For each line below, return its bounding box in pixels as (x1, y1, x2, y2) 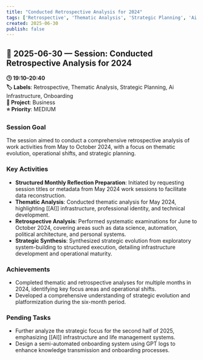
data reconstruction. (15, 192, 66, 199)
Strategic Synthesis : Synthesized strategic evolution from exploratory (15, 237, 191, 244)
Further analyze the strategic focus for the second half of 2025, (15, 327, 174, 334)
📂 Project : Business (6, 99, 56, 106)
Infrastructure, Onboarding (6, 92, 74, 100)
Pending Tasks (6, 313, 51, 322)
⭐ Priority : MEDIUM (6, 106, 56, 113)
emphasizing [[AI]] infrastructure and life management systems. (15, 334, 176, 341)
